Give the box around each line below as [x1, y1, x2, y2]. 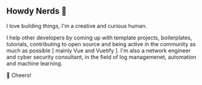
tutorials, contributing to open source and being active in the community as [6, 40, 196, 47]
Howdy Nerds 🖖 [6, 6, 67, 16]
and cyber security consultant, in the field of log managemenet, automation [6, 53, 196, 61]
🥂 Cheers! [6, 71, 32, 79]
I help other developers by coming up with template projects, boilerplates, [6, 34, 193, 41]
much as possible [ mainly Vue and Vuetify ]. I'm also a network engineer [6, 47, 191, 54]
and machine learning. [6, 59, 63, 67]
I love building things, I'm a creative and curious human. [6, 22, 148, 29]
